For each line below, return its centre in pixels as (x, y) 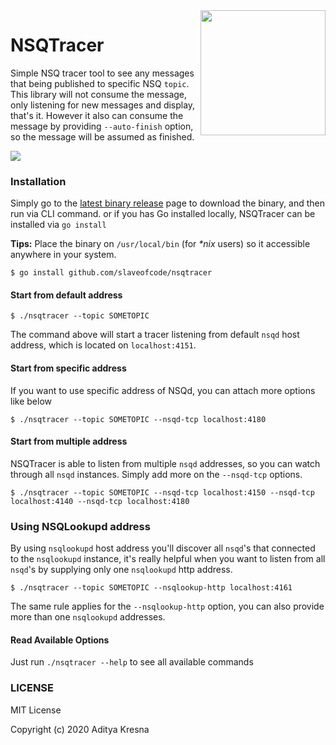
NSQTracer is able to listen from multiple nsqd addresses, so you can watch (165, 463)
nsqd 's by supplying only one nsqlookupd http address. (121, 570)
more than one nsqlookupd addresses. (88, 617)
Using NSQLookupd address (80, 526)
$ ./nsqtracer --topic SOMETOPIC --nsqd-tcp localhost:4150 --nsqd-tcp (162, 492)
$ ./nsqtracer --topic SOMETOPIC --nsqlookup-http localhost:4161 (151, 588)
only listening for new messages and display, (103, 105)
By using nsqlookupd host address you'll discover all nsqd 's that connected (163, 548)
